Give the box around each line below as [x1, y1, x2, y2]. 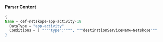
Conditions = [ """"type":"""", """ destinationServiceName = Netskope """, [9, 28, 160, 33]
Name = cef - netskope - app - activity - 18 [5, 19, 81, 24]
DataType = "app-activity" [9, 23, 64, 28]
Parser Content [5, 4, 36, 10]
